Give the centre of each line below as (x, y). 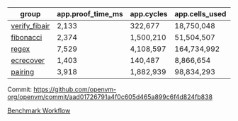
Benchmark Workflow (39, 110)
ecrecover (28, 60)
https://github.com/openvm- (75, 89)
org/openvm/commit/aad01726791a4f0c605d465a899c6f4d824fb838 (110, 97)
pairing (23, 72)
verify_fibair (30, 26)
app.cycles (149, 14)
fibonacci (27, 37)
